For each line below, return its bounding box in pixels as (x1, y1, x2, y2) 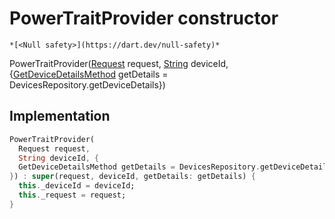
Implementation (9, 108, 111, 125)
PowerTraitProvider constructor (9, 7, 279, 30)
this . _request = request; (18, 190, 127, 200)
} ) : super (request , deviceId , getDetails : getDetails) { (9, 172, 256, 182)
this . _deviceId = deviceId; (18, 181, 136, 191)
